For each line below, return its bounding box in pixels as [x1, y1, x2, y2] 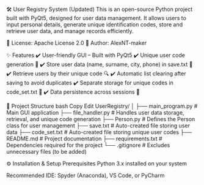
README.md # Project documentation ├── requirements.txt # [6, 135, 163, 142]
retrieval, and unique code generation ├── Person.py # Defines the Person [6, 116, 195, 123]
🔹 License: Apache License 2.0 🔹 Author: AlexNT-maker [6, 39, 147, 47]
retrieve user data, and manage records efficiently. [6, 28, 134, 34]
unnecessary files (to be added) [6, 148, 87, 155]
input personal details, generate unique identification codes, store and [6, 21, 183, 28]
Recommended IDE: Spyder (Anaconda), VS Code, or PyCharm [6, 172, 165, 179]
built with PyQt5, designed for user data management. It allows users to [6, 15, 186, 21]
